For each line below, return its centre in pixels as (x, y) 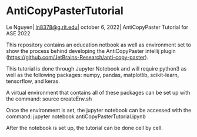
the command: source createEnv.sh (49, 99)
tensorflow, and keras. (33, 81)
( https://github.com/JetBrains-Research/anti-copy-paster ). (77, 57)
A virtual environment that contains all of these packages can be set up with (98, 92)
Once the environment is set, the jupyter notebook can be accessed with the (99, 110)
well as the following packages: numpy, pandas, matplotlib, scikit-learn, (93, 75)
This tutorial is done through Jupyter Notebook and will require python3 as (96, 68)
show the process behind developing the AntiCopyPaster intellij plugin (91, 51)
